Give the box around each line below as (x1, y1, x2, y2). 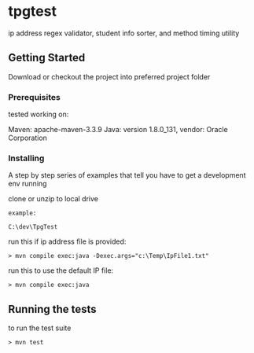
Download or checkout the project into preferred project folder (8, 72, 211, 81)
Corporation (8, 133, 47, 143)
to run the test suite (8, 323, 72, 333)
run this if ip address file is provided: (8, 237, 127, 246)
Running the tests (8, 302, 97, 316)
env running (8, 179, 47, 189)
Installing (8, 153, 45, 164)
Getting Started (8, 51, 86, 64)
